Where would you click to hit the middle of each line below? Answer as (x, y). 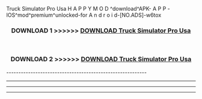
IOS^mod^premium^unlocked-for (47, 15)
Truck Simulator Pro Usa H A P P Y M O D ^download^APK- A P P (86, 9)
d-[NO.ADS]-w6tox (138, 15)
